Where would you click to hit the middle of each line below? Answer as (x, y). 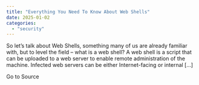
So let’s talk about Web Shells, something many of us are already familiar (97, 46)
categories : (21, 23)
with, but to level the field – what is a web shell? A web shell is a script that (99, 52)
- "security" (28, 29)
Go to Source (23, 77)
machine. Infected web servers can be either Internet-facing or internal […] (100, 65)
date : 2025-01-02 (28, 17)
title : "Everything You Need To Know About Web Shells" (78, 12)
